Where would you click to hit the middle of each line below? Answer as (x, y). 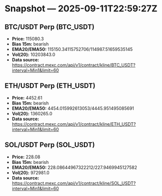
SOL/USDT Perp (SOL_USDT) (50, 145)
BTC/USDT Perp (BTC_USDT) (50, 27)
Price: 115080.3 (28, 39)
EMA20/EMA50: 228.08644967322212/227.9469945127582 (75, 167)
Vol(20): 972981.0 (31, 172)
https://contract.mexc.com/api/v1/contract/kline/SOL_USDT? (74, 183)
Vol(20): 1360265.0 (32, 113)
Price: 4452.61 (27, 98)
